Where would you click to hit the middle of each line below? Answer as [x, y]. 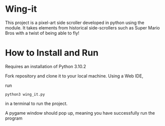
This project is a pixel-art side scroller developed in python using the [75, 23]
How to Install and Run [52, 53]
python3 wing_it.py [25, 94]
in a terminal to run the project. [36, 103]
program [14, 118]
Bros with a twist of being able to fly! [42, 33]
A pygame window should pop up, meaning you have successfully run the [80, 113]
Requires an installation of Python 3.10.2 [46, 66]
